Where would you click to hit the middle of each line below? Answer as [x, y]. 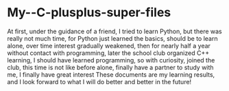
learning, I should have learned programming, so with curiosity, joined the [111, 60]
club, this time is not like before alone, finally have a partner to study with [110, 67]
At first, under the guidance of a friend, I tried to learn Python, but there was [114, 31]
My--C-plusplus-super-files [89, 13]
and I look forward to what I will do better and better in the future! [99, 81]
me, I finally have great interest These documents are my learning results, [111, 74]
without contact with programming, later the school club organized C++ [108, 53]
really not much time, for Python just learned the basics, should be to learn [112, 38]
